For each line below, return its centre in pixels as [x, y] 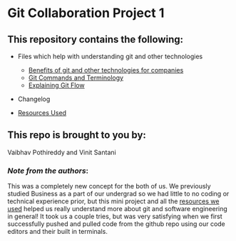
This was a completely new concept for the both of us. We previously [109, 186]
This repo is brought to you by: [77, 135]
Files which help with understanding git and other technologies [110, 56]
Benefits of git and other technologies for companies [106, 70]
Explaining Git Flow [56, 85]
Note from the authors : [48, 171]
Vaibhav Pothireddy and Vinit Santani [62, 152]
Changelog [34, 99]
